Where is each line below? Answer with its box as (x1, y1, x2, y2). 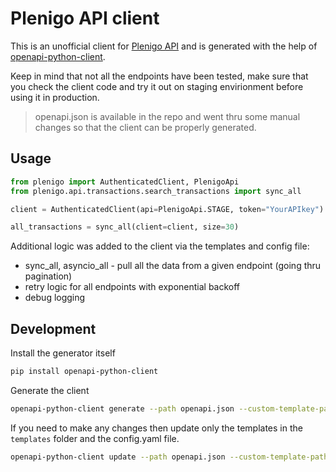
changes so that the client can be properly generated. (34, 121, 257, 133)
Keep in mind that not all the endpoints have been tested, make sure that (10, 70, 309, 82)
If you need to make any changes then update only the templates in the (10, 422, 303, 434)
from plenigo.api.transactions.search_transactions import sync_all (10, 186, 302, 196)
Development (10, 320, 97, 337)
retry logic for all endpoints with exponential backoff (24, 281, 241, 293)
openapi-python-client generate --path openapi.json (10, 403, 235, 414)
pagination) (24, 270, 73, 282)
